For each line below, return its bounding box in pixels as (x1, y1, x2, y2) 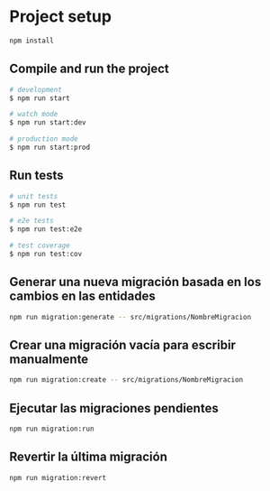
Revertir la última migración (9, 449, 168, 465)
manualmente (9, 352, 89, 367)
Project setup (9, 6, 112, 27)
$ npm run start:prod (9, 143, 91, 152)
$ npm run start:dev (9, 118, 87, 127)
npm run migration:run (9, 424, 94, 434)
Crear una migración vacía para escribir (9, 338, 237, 353)
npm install (9, 36, 54, 45)
